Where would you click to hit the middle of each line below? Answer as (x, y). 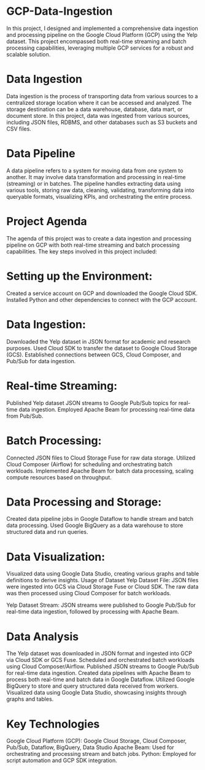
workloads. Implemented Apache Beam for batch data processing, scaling (100, 471)
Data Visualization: (56, 557)
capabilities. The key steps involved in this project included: (82, 251)
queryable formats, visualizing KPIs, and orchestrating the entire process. (99, 196)
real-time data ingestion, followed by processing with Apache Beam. (93, 612)
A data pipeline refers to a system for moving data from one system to (95, 171)
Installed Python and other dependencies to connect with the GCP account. (102, 299)
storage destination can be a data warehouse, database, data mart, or (95, 109)
